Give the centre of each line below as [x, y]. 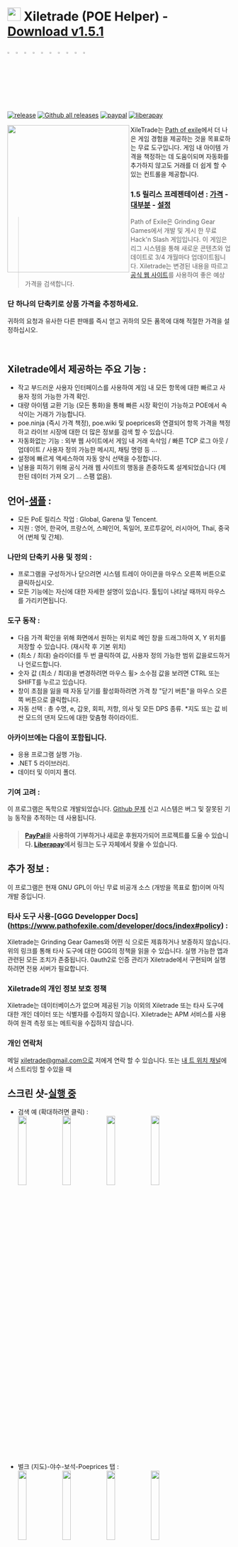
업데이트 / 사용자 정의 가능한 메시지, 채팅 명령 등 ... [87, 450]
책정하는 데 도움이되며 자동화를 [186, 156]
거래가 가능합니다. [61, 414]
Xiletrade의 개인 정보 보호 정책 [57, 989]
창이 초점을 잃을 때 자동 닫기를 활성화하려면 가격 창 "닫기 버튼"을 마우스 [116, 690]
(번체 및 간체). [45, 537]
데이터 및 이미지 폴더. [47, 772]
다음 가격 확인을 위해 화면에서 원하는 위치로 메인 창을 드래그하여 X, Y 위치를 [122, 637]
